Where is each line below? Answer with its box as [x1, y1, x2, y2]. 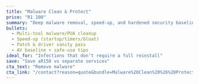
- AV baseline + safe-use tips [11, 47, 89, 53]
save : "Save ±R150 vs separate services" [6, 58, 110, 64]
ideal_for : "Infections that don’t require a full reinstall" [6, 53, 163, 59]
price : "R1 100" [6, 14, 46, 20]
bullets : [6, 25, 28, 31]
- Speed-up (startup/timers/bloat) [11, 36, 99, 42]
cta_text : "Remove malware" [6, 63, 76, 70]
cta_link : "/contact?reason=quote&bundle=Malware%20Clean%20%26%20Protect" [6, 69, 197, 75]
